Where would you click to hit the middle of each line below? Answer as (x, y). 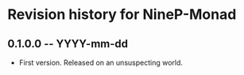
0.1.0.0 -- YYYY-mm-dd (68, 44)
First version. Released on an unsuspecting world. (101, 62)
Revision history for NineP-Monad (122, 15)
